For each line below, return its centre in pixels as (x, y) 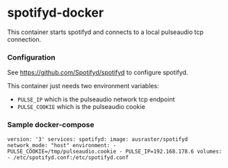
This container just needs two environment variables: (83, 86)
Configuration (31, 57)
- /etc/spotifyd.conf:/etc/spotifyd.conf (68, 158)
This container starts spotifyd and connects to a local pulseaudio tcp (105, 32)
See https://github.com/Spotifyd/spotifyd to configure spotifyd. (98, 73)
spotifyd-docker (56, 13)
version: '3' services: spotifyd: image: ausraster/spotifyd (98, 139)
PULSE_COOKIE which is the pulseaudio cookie (81, 107)
